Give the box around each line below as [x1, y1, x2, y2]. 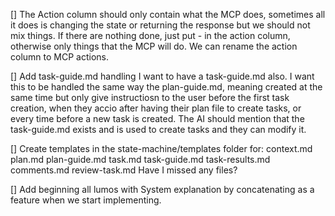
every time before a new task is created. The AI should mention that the [10, 113, 305, 124]
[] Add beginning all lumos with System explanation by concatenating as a [10, 184, 315, 195]
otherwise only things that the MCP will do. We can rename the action [10, 40, 298, 52]
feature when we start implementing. [10, 194, 162, 206]
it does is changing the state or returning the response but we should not [10, 19, 311, 31]
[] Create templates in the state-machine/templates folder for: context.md [10, 143, 313, 154]
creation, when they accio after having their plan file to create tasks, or [10, 102, 302, 114]
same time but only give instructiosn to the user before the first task [10, 92, 290, 103]
